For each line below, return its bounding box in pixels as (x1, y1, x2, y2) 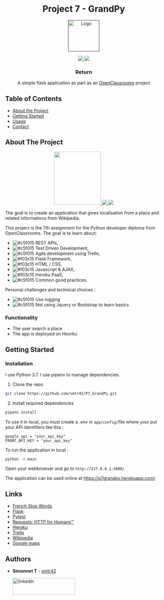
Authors (5, 554, 31, 563)
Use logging (35, 296, 61, 302)
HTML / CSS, (35, 261, 62, 267)
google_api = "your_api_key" (5, 433, 66, 439)
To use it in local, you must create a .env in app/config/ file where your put (5, 418, 158, 424)
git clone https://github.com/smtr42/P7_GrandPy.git (5, 391, 117, 396)
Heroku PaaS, (35, 271, 64, 277)
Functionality (5, 314, 38, 321)
